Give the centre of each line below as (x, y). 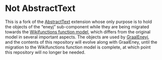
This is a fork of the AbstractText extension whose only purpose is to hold (79, 22)
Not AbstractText (40, 8)
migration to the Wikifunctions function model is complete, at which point (78, 47)
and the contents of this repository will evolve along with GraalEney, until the (81, 42)
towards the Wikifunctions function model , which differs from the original (78, 32)
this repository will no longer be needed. (45, 52)
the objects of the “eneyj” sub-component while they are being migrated (77, 26)
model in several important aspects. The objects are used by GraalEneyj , (77, 37)
